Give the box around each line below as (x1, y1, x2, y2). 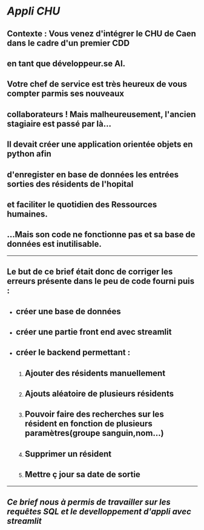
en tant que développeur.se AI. (7, 58, 126, 69)
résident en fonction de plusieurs (24, 418, 153, 429)
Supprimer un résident (24, 449, 112, 459)
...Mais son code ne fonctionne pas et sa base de (7, 229, 196, 240)
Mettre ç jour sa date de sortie (24, 469, 141, 480)
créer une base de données (15, 306, 122, 317)
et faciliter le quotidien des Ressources (7, 199, 157, 210)
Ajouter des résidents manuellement (24, 368, 166, 378)
